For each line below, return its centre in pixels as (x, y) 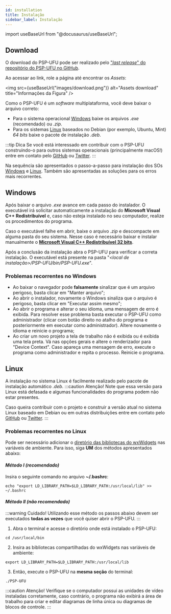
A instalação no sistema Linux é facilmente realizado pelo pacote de (77, 381)
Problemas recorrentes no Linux (46, 432)
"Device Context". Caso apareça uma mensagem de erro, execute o (84, 347)
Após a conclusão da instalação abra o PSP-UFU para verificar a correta (81, 252)
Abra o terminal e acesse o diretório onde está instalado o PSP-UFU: (85, 528)
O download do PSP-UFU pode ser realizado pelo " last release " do (76, 62)
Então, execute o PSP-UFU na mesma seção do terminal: (73, 571)
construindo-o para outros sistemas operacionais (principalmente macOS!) (84, 150)
